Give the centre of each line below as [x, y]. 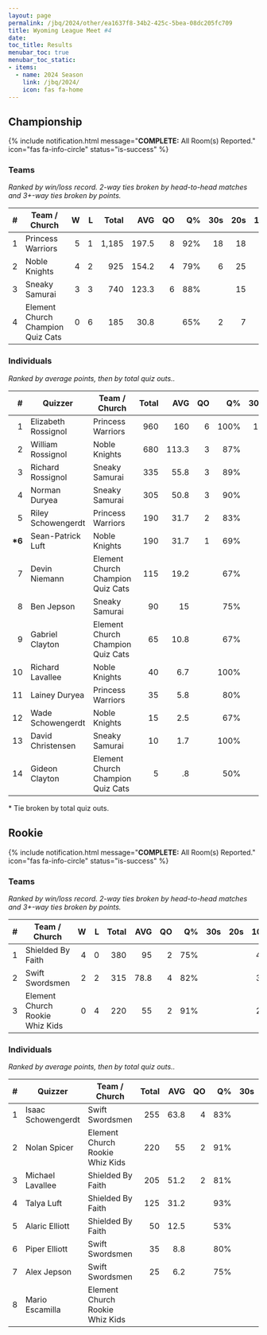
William [44, 444]
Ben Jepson [53, 606]
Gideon [44, 769]
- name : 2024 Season [49, 75]
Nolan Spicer [49, 1148]
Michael [40, 1176]
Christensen [53, 745]
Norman [46, 490]
